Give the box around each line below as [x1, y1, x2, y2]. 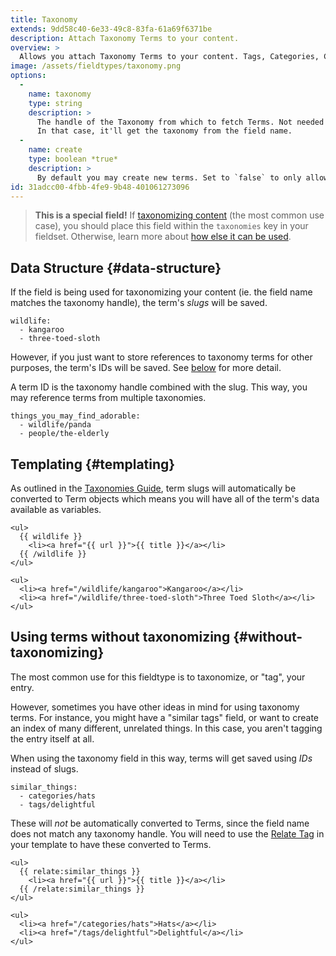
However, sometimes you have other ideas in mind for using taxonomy [10, 701, 300, 713]
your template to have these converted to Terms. [10, 838, 212, 850]
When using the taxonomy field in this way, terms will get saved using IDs [10, 752, 313, 764]
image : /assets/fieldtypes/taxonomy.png [10, 61, 182, 71]
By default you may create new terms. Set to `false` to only [36, 172, 302, 183]
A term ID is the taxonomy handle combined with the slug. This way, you [10, 381, 308, 393]
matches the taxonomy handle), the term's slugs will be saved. [10, 297, 268, 309]
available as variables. [10, 504, 102, 515]
